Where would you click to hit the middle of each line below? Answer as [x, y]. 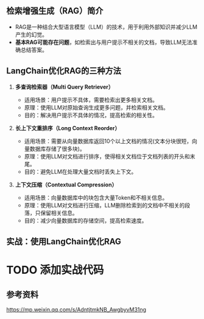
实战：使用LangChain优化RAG [64, 242]
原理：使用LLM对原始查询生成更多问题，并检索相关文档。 [97, 107]
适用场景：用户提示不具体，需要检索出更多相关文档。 [91, 100]
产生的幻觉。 [31, 34]
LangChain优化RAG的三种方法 [64, 71]
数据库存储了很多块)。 [57, 148]
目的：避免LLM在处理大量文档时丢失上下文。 [80, 171]
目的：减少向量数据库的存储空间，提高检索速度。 [86, 220]
